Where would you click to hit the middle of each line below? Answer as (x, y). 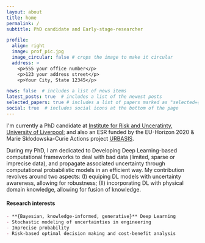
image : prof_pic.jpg (38, 52)
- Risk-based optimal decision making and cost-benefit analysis (91, 233)
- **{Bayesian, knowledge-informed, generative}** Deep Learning (91, 216)
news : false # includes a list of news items (67, 91)
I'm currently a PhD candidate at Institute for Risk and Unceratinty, (89, 125)
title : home (21, 18)
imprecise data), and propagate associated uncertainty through (86, 163)
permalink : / (23, 23)
